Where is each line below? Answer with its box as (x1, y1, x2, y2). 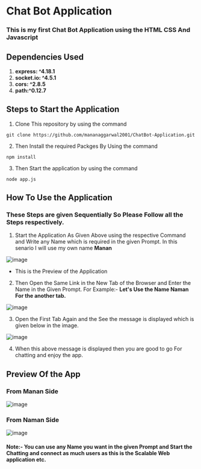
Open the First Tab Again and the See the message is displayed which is (14, 316, 194, 323)
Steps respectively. (6, 218, 64, 227)
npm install (6, 154, 36, 160)
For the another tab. (14, 292, 66, 299)
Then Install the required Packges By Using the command (14, 143, 158, 150)
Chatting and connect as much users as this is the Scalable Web (6, 450, 170, 456)
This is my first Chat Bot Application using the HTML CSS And (6, 26, 191, 34)
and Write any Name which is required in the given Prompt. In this (14, 238, 178, 245)
